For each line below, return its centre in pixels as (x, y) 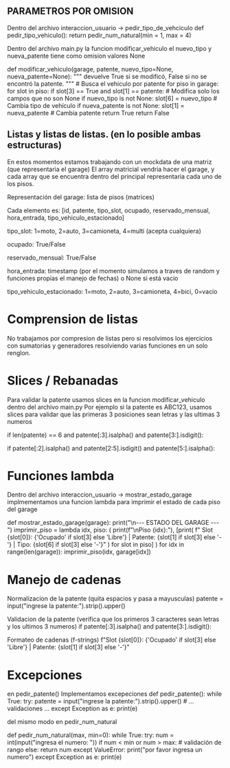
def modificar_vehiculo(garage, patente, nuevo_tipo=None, (90, 69)
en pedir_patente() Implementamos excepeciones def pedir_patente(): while (114, 694)
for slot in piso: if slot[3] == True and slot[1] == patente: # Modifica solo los (113, 91)
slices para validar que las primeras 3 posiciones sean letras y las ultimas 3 (114, 414)
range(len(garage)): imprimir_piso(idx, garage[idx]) (79, 552)
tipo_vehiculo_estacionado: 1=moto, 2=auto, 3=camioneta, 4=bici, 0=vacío (112, 291)
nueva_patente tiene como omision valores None (76, 56)
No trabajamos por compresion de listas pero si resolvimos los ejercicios (110, 338)
